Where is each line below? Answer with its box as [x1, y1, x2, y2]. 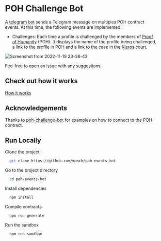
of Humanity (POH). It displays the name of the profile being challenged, [12, 38, 157, 44]
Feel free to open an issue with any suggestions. [5, 63, 102, 69]
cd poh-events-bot [9, 177, 47, 182]
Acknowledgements [5, 104, 67, 112]
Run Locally [5, 136, 41, 144]
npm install [9, 195, 34, 200]
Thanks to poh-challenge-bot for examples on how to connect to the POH [5, 117, 152, 123]
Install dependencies [5, 185, 47, 191]
